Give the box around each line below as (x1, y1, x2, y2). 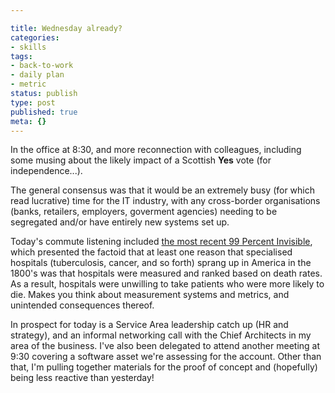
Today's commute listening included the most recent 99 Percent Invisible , (10, 236, 313, 248)
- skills (10, 42, 47, 52)
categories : (10, 32, 60, 43)
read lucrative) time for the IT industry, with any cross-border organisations (10, 195, 321, 207)
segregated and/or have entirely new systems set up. (10, 216, 230, 228)
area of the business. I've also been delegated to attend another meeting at (10, 340, 321, 352)
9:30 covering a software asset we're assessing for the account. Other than (10, 351, 322, 363)
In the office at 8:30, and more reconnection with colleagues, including (10, 144, 302, 156)
